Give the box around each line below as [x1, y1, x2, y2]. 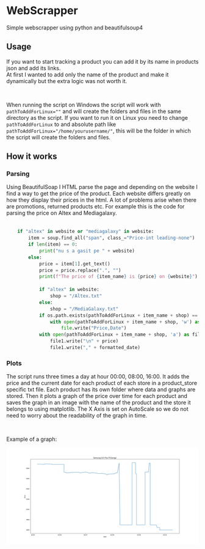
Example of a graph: [6, 435, 57, 443]
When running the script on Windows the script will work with [6, 101, 161, 108]
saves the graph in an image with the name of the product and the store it [6, 399, 191, 407]
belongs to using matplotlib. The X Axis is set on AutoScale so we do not [6, 405, 189, 413]
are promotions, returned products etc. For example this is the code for [6, 203, 185, 210]
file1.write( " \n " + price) [49, 338, 119, 344]
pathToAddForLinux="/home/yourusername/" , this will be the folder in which [6, 127, 191, 134]
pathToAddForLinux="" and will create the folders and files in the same [6, 108, 182, 115]
